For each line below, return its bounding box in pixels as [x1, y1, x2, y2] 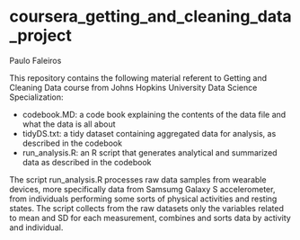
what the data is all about [22, 119, 116, 129]
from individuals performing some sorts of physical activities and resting [9, 193, 278, 204]
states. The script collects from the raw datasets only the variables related [9, 202, 285, 213]
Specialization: [9, 92, 65, 102]
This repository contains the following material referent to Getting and [9, 72, 268, 83]
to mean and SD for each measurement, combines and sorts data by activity [9, 212, 292, 223]
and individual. [9, 222, 64, 233]
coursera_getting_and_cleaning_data [9, 6, 292, 27]
